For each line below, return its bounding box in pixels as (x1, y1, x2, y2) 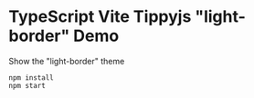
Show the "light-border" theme (8, 55, 125, 66)
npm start (8, 81, 47, 90)
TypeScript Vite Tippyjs (8, 6, 192, 27)
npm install (8, 73, 54, 83)
